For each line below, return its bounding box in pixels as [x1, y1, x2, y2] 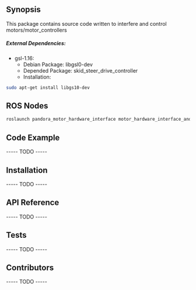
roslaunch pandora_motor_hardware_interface [6, 117, 116, 122]
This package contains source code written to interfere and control [6, 20, 167, 27]
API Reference [6, 197, 60, 207]
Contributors [6, 262, 54, 272]
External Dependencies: [6, 40, 66, 47]
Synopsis [6, 5, 41, 15]
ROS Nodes [6, 101, 48, 111]
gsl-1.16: [14, 54, 34, 62]
